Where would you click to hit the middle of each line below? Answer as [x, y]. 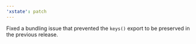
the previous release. [32, 34]
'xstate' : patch [26, 11]
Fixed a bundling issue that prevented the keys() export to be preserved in [98, 28]
